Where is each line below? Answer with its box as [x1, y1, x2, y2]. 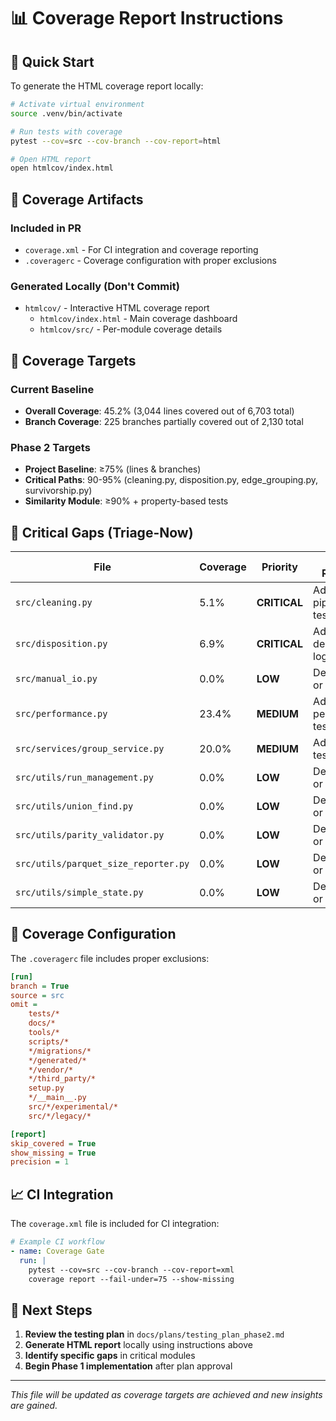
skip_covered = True [10, 1138, 97, 1149]
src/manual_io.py [15, 673, 98, 685]
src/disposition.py [15, 638, 108, 650]
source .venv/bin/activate [10, 108, 123, 119]
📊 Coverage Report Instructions [10, 7, 284, 30]
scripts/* [28, 1036, 70, 1047]
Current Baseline [10, 382, 95, 396]
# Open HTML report [10, 154, 92, 164]
